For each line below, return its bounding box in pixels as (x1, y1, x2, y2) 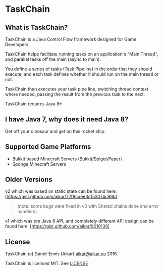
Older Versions (5, 176, 53, 184)
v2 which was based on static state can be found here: (5, 188, 117, 194)
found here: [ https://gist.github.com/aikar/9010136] (5, 224, 110, 229)
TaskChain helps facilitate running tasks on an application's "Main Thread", (5, 51, 159, 57)
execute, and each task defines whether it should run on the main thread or (5, 71, 159, 77)
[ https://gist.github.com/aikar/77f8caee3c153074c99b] (5, 194, 117, 200)
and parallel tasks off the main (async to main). (5, 56, 101, 62)
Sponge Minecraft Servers (12, 161, 66, 167)
